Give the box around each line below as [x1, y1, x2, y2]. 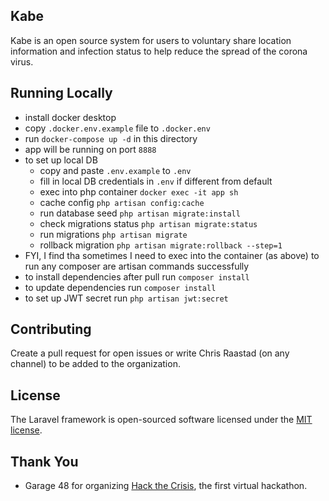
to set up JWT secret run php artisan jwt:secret [24, 292, 229, 304]
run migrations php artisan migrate [39, 228, 188, 240]
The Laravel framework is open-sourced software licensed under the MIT [10, 414, 313, 426]
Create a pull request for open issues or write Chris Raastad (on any [10, 347, 290, 359]
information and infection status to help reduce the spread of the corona [10, 45, 308, 57]
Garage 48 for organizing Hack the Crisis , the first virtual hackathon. [24, 480, 308, 492]
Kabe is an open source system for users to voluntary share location [10, 34, 292, 46]
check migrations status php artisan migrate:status [39, 217, 258, 229]
